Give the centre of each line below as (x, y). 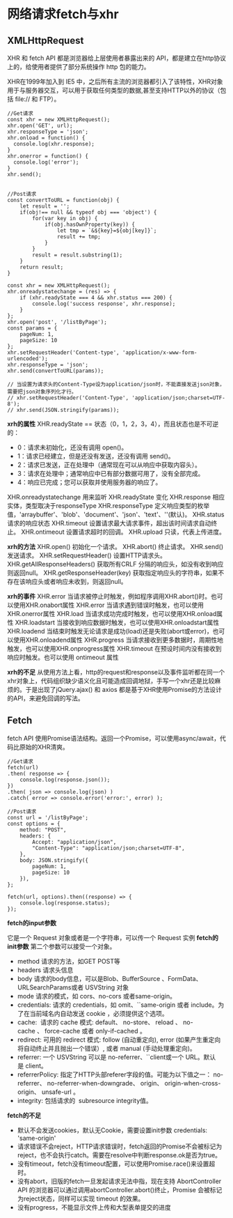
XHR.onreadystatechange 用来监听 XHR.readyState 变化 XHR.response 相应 (116, 497)
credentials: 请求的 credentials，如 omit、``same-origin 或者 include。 (118, 1005)
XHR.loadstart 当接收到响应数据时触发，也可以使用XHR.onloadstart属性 (117, 622)
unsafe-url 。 (61, 1092)
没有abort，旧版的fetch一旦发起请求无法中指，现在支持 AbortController (119, 1181)
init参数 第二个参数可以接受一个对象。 (62, 946)
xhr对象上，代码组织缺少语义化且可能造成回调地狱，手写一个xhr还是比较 (111, 681)
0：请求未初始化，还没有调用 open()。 (72, 447)
